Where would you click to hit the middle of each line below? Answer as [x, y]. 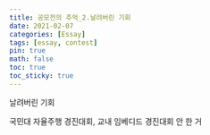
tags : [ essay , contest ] [54, 42]
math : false [31, 59]
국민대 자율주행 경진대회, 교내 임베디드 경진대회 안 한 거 [106, 121]
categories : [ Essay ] [48, 34]
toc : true [28, 68]
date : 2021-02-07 [42, 26]
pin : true [28, 51]
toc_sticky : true [42, 76]
